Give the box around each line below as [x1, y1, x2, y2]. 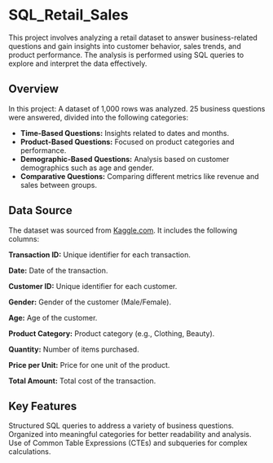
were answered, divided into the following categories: [8, 112, 189, 122]
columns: [8, 234, 40, 243]
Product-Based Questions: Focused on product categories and [20, 137, 235, 146]
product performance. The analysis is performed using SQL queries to [8, 50, 244, 59]
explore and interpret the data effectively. [8, 59, 148, 68]
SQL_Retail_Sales [8, 6, 129, 24]
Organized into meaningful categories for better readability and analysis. [8, 430, 252, 439]
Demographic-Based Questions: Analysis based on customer [20, 154, 230, 164]
